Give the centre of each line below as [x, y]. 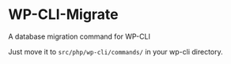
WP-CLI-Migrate [63, 15]
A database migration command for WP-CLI [79, 36]
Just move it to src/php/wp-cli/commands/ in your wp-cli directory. [116, 51]
